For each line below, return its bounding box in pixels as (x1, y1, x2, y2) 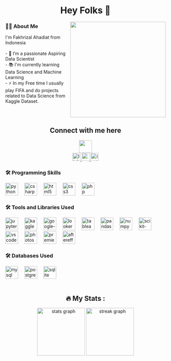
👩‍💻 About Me (5, 23, 38, 30)
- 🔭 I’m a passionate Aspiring (5, 50, 66, 57)
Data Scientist (5, 56, 35, 62)
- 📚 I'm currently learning (5, 62, 60, 68)
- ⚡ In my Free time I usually (5, 80, 64, 86)
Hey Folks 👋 (60, 5, 111, 16)
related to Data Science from (5, 93, 66, 99)
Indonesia (5, 40, 26, 46)
